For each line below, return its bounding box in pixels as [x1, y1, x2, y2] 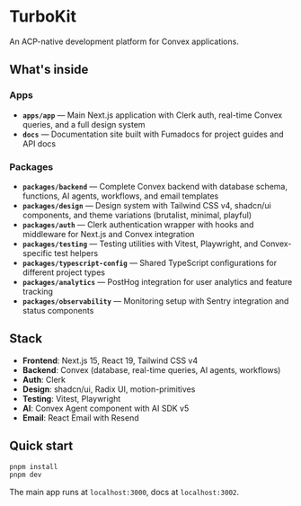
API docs [22, 138, 57, 149]
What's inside [9, 62, 89, 77]
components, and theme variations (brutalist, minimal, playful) [22, 209, 252, 220]
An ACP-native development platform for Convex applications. [9, 36, 240, 47]
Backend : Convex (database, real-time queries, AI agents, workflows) [22, 364, 281, 375]
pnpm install [9, 462, 58, 471]
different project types [22, 267, 106, 278]
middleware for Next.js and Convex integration [22, 228, 195, 239]
